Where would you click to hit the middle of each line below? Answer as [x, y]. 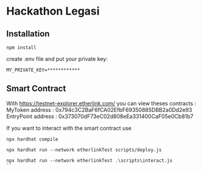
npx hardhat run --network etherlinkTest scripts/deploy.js [84, 150]
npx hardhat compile [33, 139]
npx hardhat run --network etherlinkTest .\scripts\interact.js [89, 160]
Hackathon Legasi [53, 11]
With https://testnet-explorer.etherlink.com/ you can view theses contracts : [101, 103]
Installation [28, 34]
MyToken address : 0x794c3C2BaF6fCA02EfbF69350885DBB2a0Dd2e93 [99, 110]
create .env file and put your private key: [57, 59]
